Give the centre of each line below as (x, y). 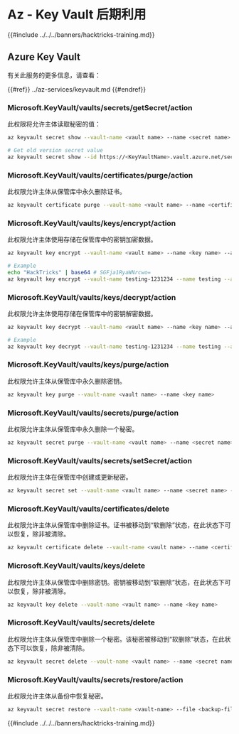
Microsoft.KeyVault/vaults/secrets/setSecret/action (100, 460)
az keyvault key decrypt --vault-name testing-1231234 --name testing (114, 346)
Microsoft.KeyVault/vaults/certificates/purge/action (100, 175)
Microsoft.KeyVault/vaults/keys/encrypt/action (92, 223)
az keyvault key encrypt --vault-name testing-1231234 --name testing (114, 279)
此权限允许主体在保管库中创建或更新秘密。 (70, 477)
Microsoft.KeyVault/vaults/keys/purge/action (88, 365)
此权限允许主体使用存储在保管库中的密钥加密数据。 (82, 239)
